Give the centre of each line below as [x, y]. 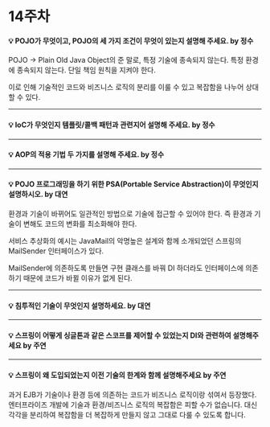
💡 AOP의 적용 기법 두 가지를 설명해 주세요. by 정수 [86, 154]
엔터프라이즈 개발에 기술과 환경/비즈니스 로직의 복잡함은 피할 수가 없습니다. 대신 [133, 404]
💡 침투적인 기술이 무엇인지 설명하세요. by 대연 [80, 306]
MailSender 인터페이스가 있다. [56, 251]
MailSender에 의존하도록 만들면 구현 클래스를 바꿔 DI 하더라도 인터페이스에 [126, 268]
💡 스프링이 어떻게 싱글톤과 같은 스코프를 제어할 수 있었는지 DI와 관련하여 [120, 335]
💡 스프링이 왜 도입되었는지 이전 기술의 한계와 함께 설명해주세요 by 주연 [117, 375]
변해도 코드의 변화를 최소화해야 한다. [80, 224]
